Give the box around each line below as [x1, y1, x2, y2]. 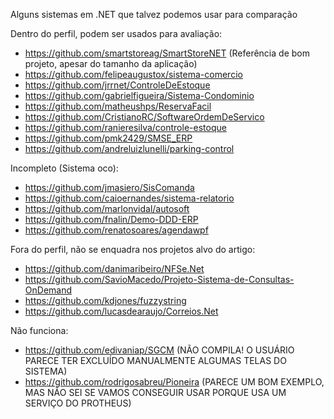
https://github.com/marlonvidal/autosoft [24, 203, 190, 214]
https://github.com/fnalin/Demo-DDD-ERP [24, 214, 199, 225]
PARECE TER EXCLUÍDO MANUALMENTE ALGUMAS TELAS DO [24, 355, 287, 366]
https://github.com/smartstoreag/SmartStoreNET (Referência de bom [24, 47, 310, 59]
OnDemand [24, 284, 73, 296]
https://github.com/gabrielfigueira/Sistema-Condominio [24, 90, 255, 101]
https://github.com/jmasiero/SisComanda [24, 182, 195, 193]
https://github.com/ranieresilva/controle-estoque [24, 122, 227, 133]
